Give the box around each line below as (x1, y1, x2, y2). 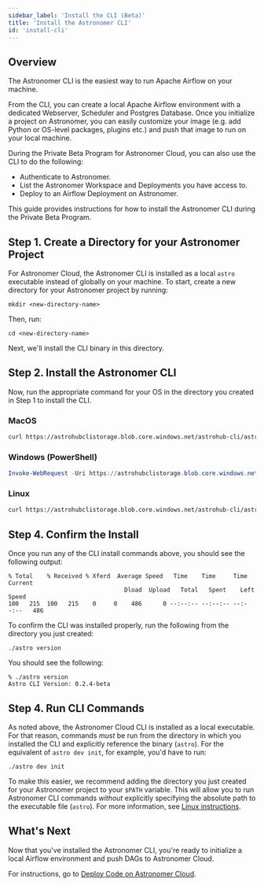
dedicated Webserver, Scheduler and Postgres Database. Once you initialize (8, 108, 255, 118)
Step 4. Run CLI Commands (8, 702, 145, 715)
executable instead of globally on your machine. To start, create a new (8, 277, 236, 286)
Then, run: (8, 314, 42, 324)
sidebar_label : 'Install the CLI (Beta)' (8, 11, 146, 20)
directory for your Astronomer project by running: (8, 285, 169, 295)
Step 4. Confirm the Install (8, 528, 139, 541)
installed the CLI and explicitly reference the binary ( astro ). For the (8, 739, 224, 748)
